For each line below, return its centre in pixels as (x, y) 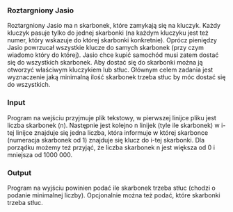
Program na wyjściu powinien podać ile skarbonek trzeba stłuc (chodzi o (111, 188)
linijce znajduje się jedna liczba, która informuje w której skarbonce (112, 132)
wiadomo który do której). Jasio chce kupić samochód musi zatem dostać (113, 55)
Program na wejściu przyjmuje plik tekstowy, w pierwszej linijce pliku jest (112, 117)
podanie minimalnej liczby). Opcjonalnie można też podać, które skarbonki (114, 195)
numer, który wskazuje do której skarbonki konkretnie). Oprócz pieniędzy (112, 40)
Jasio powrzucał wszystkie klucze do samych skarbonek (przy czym (105, 48)
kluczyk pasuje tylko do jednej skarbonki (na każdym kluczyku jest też (108, 33)
